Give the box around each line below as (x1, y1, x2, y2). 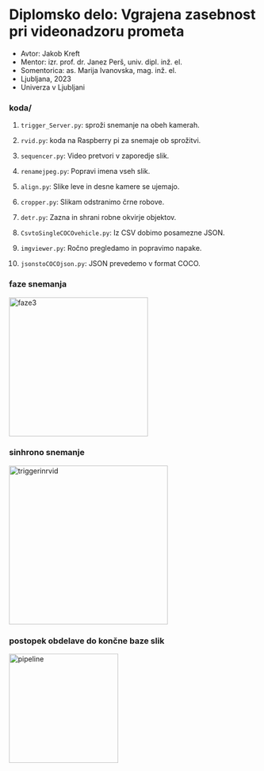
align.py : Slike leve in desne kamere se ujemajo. (20, 182, 180, 191)
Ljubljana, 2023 (20, 74, 72, 83)
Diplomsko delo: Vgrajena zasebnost (9, 6, 256, 24)
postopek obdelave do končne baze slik (9, 635, 165, 646)
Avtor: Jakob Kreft (20, 48, 80, 58)
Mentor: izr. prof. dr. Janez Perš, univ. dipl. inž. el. (20, 57, 183, 67)
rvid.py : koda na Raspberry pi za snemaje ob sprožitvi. (20, 136, 201, 145)
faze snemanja (9, 279, 67, 290)
